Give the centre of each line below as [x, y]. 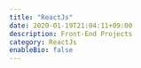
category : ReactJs [43, 42]
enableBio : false [41, 50]
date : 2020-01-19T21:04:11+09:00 [71, 26]
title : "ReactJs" [41, 17]
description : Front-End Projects [71, 34]
